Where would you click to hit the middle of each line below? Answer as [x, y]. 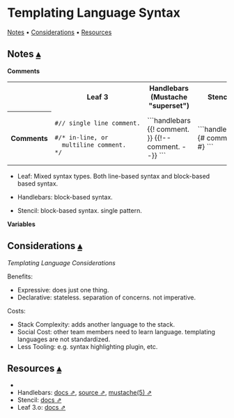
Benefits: [20, 276]
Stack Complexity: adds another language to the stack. [96, 324]
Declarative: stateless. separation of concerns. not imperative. [107, 297]
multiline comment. [94, 145]
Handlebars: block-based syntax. [65, 197]
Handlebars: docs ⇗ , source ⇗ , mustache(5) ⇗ [84, 393]
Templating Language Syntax [94, 13]
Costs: [16, 311]
